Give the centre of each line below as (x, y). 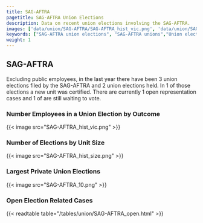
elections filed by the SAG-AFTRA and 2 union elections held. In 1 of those (98, 85)
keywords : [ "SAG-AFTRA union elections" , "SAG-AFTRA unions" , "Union (94, 34)
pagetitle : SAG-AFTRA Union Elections (55, 18)
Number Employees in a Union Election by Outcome (83, 114)
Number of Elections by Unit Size (56, 143)
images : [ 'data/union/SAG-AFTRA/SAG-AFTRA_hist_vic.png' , (81, 29)
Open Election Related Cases (50, 200)
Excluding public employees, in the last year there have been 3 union (92, 79)
